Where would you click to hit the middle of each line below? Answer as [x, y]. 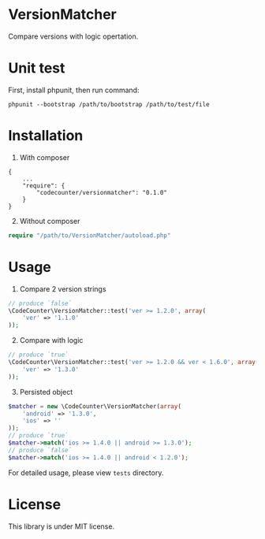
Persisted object [46, 392]
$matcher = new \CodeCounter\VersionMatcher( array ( [95, 406]
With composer [45, 157]
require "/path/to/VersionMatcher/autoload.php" [90, 235]
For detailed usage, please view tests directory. [86, 472]
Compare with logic [51, 340]
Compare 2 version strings [63, 288]
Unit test [37, 68]
